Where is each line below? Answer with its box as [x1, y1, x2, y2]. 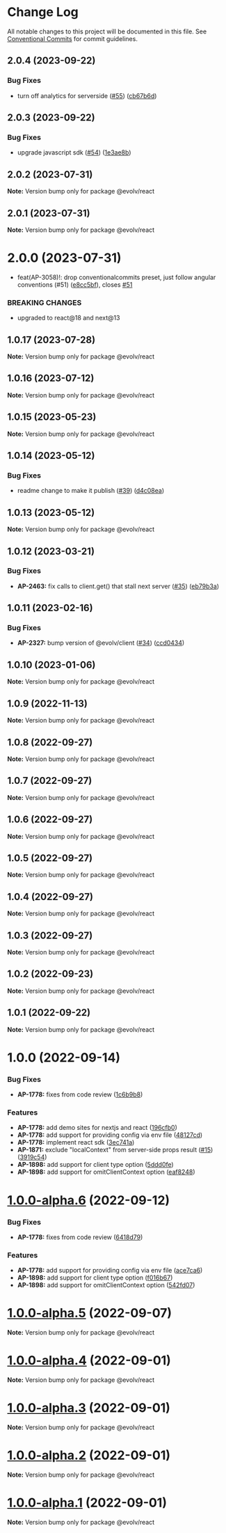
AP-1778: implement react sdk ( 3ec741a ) [17, 1138, 135, 1147]
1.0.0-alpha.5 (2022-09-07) [7, 1305, 172, 1321]
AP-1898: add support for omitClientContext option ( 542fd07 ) [17, 1281, 195, 1289]
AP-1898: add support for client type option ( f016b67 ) [17, 1273, 173, 1282]
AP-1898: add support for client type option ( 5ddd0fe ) [17, 1161, 174, 1169]
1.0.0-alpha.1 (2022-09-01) [7, 1495, 167, 1511]
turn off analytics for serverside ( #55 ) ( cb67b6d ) [17, 91, 157, 100]
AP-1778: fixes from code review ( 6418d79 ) [17, 1233, 143, 1241]
